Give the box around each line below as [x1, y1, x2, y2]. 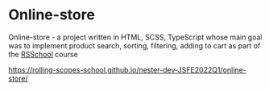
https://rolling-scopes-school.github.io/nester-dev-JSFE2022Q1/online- [8, 64, 247, 74]
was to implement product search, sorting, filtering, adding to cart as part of [8, 40, 261, 50]
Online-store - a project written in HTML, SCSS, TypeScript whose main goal [8, 32, 263, 42]
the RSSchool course [8, 49, 78, 59]
